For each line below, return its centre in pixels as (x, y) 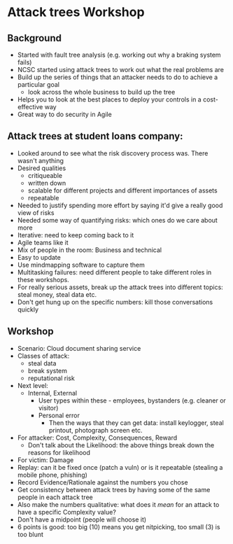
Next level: (33, 385)
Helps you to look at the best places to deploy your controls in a (109, 99)
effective (30, 107)
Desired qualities (42, 168)
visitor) (48, 407)
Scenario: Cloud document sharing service (79, 348)
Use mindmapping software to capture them (81, 265)
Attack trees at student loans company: (95, 136)
